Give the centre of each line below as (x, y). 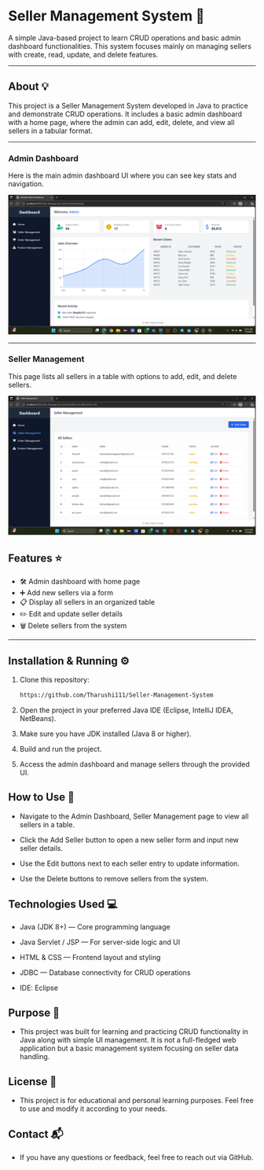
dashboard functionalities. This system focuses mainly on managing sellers (130, 46)
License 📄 (33, 1082)
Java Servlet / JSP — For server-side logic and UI (100, 942)
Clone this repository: (54, 679)
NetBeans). (38, 718)
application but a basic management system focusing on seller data (129, 1048)
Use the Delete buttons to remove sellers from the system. (114, 878)
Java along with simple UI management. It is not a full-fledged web (128, 1040)
